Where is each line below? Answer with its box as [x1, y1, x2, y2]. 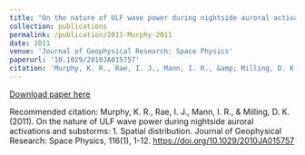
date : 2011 [9, 38, 51, 48]
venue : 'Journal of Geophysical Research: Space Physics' [9, 47, 233, 56]
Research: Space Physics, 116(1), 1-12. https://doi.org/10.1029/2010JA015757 [9, 135, 295, 146]
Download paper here [9, 88, 91, 100]
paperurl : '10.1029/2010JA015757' [9, 55, 141, 64]
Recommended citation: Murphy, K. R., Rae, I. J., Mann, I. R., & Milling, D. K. [9, 106, 290, 117]
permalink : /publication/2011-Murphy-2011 [9, 30, 172, 39]
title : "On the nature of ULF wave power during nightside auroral [9, 13, 271, 23]
